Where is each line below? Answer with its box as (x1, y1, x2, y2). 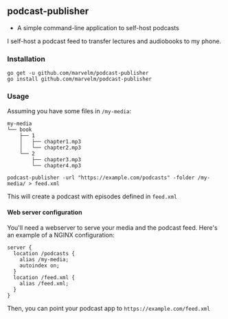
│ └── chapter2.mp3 (19, 144, 81, 152)
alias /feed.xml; (19, 280, 69, 287)
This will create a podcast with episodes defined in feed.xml (7, 192, 177, 201)
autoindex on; (19, 262, 60, 269)
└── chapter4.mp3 (32, 163, 81, 169)
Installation (7, 54, 46, 64)
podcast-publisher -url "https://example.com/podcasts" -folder (7, 174, 195, 181)
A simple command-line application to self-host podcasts (16, 23, 180, 32)
